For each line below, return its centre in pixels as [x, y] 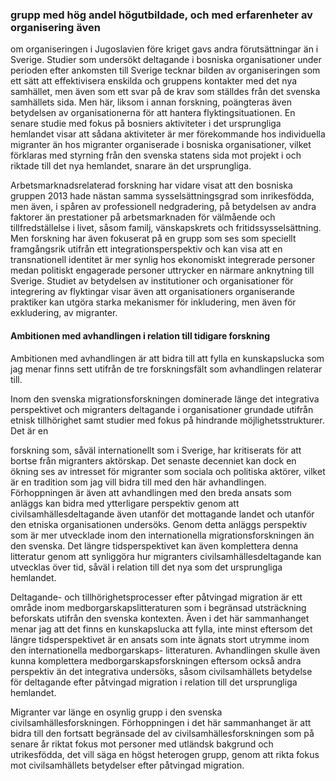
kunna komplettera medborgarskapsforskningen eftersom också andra [156, 660]
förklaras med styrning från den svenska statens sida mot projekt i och [156, 155]
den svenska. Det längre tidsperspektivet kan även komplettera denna [154, 545]
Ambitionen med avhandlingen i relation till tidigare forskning [140, 335]
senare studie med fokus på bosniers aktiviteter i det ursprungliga [146, 124]
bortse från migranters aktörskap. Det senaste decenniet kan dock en [153, 460]
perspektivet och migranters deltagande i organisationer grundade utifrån [162, 409]
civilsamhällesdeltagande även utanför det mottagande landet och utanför [162, 514]
